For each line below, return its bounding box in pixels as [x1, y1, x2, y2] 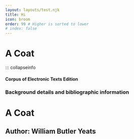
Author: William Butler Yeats [5, 127, 96, 136]
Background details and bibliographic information [5, 89, 129, 96]
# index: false [5, 26, 37, 31]
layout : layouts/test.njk [5, 7, 59, 13]
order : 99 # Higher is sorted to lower [5, 21, 89, 27]
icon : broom [5, 17, 30, 22]
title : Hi [5, 12, 26, 17]
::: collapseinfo [5, 64, 36, 71]
